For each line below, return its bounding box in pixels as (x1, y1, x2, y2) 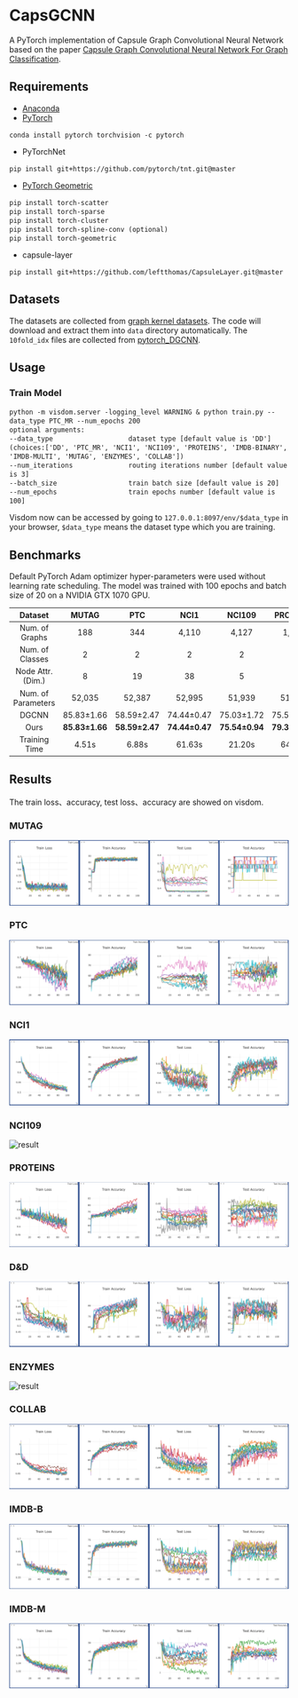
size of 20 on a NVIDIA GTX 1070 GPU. (9, 590, 151, 600)
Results (9, 772, 52, 787)
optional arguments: (9, 425, 86, 435)
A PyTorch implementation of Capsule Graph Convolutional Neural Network (9, 35, 284, 45)
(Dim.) (22, 676, 46, 686)
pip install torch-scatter (9, 198, 109, 207)
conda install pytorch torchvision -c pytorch (9, 131, 184, 139)
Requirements (9, 79, 89, 94)
